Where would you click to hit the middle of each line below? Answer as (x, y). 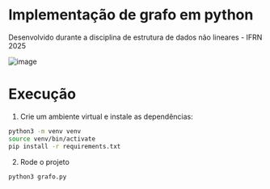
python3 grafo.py (38, 176)
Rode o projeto (45, 162)
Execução (42, 94)
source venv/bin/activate (52, 139)
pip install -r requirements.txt (65, 146)
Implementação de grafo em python (131, 15)
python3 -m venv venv (45, 131)
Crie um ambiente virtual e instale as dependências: (107, 116)
